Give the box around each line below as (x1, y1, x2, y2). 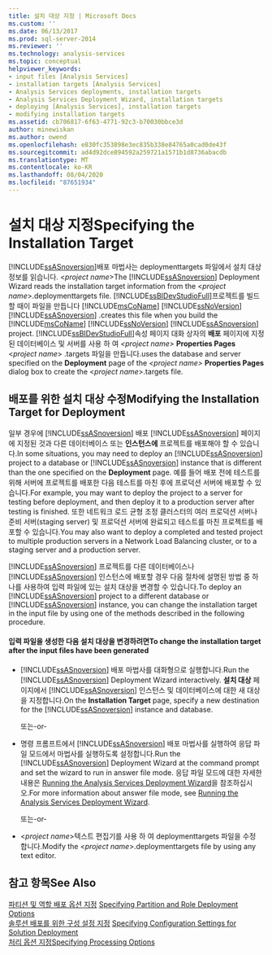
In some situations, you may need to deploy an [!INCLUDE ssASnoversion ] (16, 449, 263, 458)
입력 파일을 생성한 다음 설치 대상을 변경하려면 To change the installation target (8, 637, 261, 646)
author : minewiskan (8, 125, 75, 134)
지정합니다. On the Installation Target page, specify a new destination (28, 695, 260, 705)
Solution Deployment (8, 927, 79, 937)
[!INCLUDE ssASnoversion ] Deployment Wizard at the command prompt (19, 758, 260, 768)
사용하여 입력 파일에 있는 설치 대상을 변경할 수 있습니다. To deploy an (23, 581, 242, 591)
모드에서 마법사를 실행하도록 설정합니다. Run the (28, 748, 181, 758)
